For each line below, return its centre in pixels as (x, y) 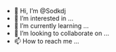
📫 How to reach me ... (46, 41)
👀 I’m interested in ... (44, 18)
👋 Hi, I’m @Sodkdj (40, 11)
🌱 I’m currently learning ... (51, 26)
